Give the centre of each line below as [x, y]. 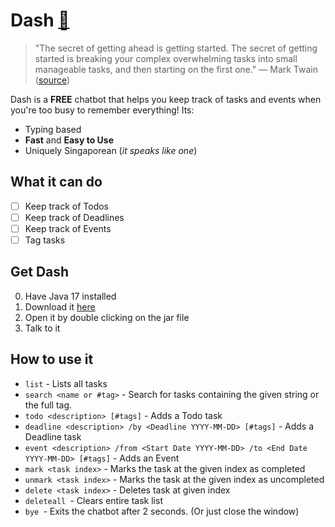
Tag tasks [45, 240]
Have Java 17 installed [70, 296]
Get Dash [40, 272]
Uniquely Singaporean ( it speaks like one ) [111, 150]
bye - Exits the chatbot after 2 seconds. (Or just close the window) [162, 511]
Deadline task [53, 436]
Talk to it [42, 328]
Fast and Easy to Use [69, 140]
